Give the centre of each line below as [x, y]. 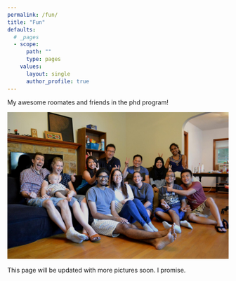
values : [31, 67]
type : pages [43, 60]
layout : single [48, 74]
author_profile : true [58, 81]
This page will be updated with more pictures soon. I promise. [97, 270]
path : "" [39, 52]
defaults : [22, 29]
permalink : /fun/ [33, 15]
